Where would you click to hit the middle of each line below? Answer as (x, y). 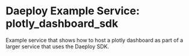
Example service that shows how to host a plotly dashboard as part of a (94, 40)
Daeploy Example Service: (73, 11)
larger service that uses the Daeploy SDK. (57, 46)
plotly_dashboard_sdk (62, 24)
